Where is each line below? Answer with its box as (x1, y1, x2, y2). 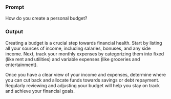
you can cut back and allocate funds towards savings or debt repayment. (5, 77, 160, 83)
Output (5, 28, 24, 35)
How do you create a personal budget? (5, 15, 88, 22)
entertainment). (5, 62, 38, 68)
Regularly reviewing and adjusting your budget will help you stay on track (5, 82, 160, 88)
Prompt (5, 4, 25, 11)
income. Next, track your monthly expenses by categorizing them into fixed (5, 50, 164, 57)
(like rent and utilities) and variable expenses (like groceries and (5, 56, 140, 62)
